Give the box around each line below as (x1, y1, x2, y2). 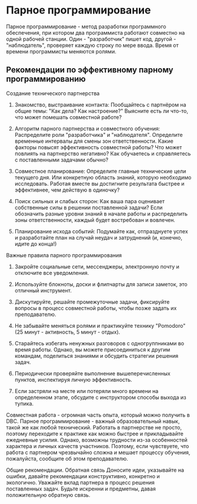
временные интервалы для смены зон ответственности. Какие (14, 137, 173, 145)
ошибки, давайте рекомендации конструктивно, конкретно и (6, 472, 160, 479)
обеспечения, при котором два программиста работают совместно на (6, 29, 185, 36)
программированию (6, 74, 86, 84)
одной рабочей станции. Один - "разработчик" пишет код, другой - (6, 35, 176, 42)
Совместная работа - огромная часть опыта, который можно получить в (6, 411, 190, 418)
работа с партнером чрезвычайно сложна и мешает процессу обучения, (6, 449, 191, 456)
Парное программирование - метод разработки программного (6, 23, 166, 30)
